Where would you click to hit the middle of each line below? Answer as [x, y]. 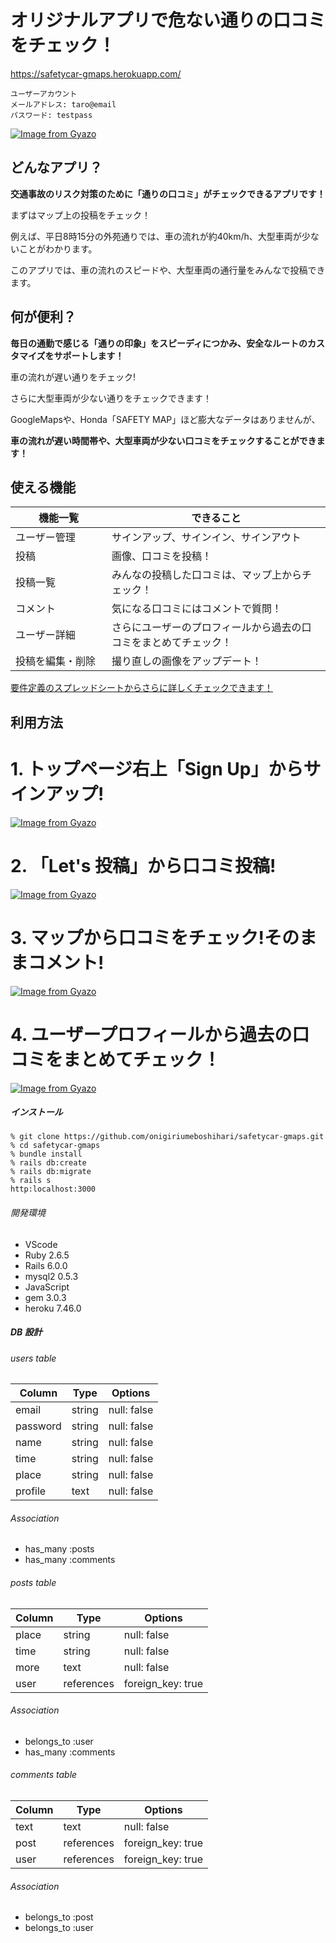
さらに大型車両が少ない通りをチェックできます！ [111, 398]
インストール [36, 1112]
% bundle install [46, 1154]
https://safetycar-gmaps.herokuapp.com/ [96, 73]
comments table [44, 1775]
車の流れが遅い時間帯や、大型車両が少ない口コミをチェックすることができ [163, 440]
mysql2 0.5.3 [51, 1276]
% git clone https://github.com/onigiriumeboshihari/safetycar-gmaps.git [167, 1137]
